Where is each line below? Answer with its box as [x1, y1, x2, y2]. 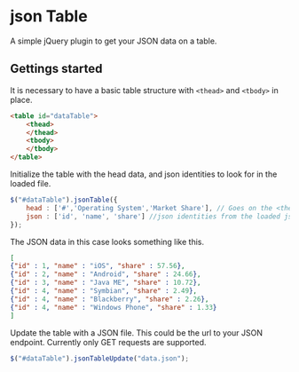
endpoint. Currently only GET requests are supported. [10, 336, 207, 347]
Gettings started [10, 61, 103, 76]
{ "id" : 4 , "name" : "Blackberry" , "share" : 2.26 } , [10, 295, 209, 304]
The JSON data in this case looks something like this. [10, 236, 205, 247]
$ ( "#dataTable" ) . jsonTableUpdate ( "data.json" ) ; [10, 353, 190, 363]
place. [10, 94, 34, 105]
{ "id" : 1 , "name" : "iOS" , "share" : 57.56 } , [10, 262, 185, 271]
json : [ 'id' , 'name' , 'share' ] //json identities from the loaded [26, 211, 280, 221]
